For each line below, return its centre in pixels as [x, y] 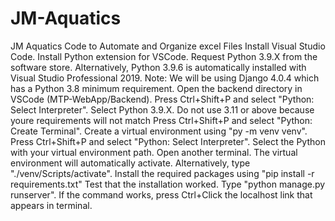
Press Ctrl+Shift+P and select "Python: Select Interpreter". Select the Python [168, 141]
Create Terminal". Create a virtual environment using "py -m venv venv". [159, 131]
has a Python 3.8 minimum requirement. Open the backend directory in [156, 88]
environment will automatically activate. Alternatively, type [130, 163]
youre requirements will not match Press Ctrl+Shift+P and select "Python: [161, 120]
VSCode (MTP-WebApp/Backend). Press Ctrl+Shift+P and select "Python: [162, 99]
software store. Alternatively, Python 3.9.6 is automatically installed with [158, 67]
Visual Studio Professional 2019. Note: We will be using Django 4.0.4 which [165, 78]
